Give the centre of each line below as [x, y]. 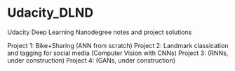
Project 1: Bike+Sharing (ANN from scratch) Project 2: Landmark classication [118, 45]
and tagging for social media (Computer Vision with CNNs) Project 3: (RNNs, [118, 53]
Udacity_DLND [50, 13]
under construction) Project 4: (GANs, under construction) [92, 60]
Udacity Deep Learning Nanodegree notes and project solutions [100, 32]
